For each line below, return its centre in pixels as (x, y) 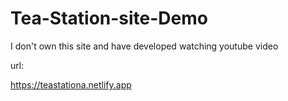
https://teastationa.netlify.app (71, 84)
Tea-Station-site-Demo (109, 18)
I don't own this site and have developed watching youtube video (144, 46)
